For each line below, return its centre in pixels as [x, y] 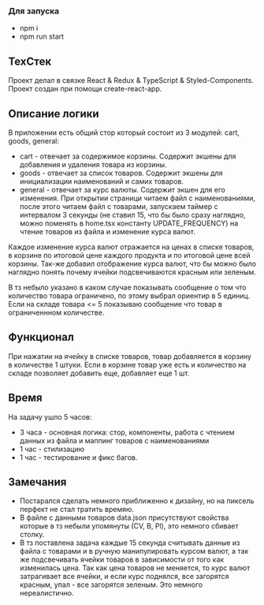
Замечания [37, 482]
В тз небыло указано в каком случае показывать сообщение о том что [127, 287]
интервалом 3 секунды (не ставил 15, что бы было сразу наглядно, [132, 215]
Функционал [41, 337]
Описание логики [54, 113]
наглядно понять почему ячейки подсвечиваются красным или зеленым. [132, 272]
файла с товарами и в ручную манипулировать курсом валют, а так [134, 551]
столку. [32, 535]
